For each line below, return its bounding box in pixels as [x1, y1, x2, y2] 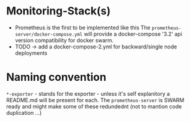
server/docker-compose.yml [14, 31, 83, 37]
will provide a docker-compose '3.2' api [84, 30, 182, 37]
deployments [14, 49, 48, 56]
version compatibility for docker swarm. [14, 36, 114, 44]
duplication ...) [6, 109, 42, 116]
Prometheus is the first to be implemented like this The [14, 24, 150, 31]
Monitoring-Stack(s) [6, 4, 111, 18]
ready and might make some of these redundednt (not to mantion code [6, 103, 182, 110]
